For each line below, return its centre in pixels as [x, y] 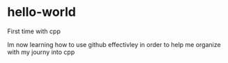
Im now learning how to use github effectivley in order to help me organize [114, 44]
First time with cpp [34, 31]
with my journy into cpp [41, 52]
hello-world [42, 12]
